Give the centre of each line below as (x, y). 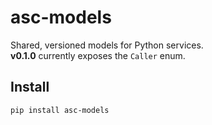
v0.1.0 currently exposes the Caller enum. (98, 55)
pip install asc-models (60, 110)
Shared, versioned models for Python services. (107, 45)
